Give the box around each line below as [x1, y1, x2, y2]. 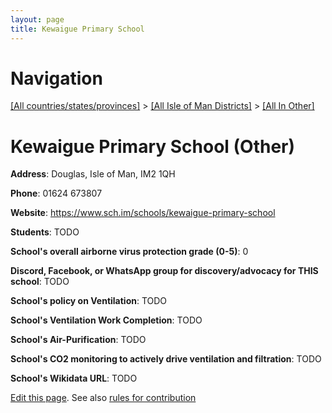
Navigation [10, 67, 103, 90]
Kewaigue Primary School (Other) [10, 135, 296, 158]
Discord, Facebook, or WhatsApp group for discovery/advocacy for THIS [10, 265, 319, 277]
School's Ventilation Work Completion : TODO [10, 314, 203, 326]
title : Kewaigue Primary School [10, 24, 145, 34]
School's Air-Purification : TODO [10, 334, 147, 346]
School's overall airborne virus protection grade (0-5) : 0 [10, 246, 249, 258]
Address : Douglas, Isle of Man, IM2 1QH [10, 168, 176, 180]
